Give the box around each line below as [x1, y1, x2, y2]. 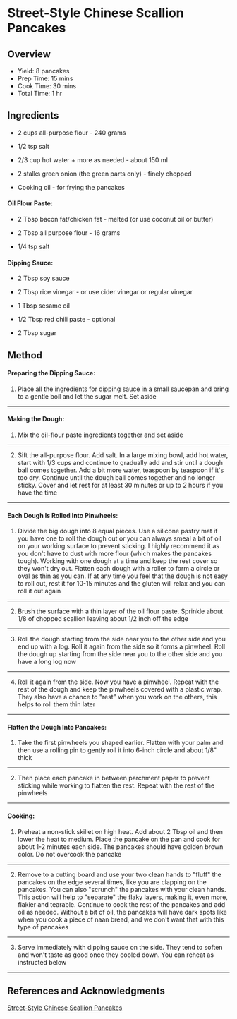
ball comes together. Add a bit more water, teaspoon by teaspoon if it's [17, 466, 224, 474]
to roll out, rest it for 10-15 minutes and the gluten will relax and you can [17, 579, 226, 588]
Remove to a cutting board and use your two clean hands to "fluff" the [17, 870, 222, 879]
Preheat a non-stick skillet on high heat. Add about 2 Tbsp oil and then [17, 827, 224, 836]
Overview [7, 48, 51, 60]
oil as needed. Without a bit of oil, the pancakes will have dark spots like [17, 908, 227, 916]
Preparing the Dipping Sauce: [7, 369, 96, 378]
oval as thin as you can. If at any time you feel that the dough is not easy [17, 572, 228, 580]
